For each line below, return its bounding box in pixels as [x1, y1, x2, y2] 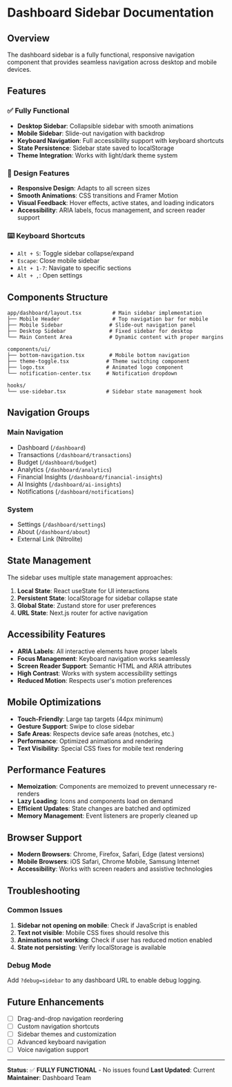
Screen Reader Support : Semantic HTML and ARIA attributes [17, 662, 192, 670]
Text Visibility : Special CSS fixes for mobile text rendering [17, 744, 184, 752]
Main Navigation [7, 427, 64, 437]
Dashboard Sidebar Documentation [7, 5, 214, 21]
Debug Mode [7, 960, 52, 970]
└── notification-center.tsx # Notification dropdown [7, 370, 177, 377]
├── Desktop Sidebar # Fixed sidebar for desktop [7, 328, 193, 335]
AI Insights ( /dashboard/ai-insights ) [17, 480, 122, 488]
